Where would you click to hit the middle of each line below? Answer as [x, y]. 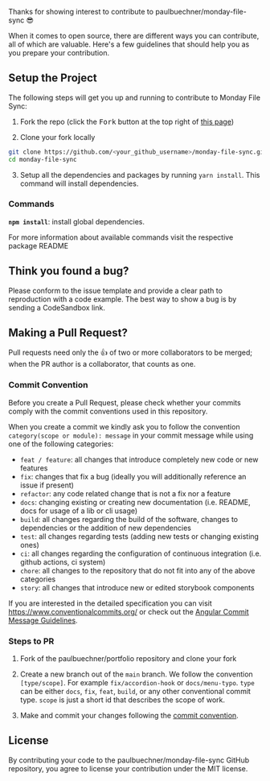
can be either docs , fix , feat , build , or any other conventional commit [135, 692]
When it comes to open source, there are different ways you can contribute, [134, 36]
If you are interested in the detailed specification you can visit [110, 603]
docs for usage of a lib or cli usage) [79, 511]
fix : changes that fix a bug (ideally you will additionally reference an [133, 476]
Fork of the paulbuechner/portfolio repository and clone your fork [128, 659]
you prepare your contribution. [59, 53]
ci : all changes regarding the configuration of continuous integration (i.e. [141, 553]
